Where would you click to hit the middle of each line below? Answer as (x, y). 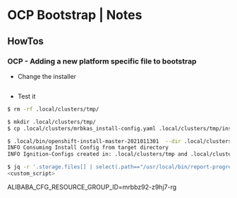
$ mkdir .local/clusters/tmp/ (52, 122)
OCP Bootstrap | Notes (75, 15)
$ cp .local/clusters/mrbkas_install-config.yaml (82, 128)
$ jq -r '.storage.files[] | (50, 167)
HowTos (26, 41)
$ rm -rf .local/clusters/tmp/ (53, 109)
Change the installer (47, 76)
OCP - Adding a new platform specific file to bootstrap (102, 61)
